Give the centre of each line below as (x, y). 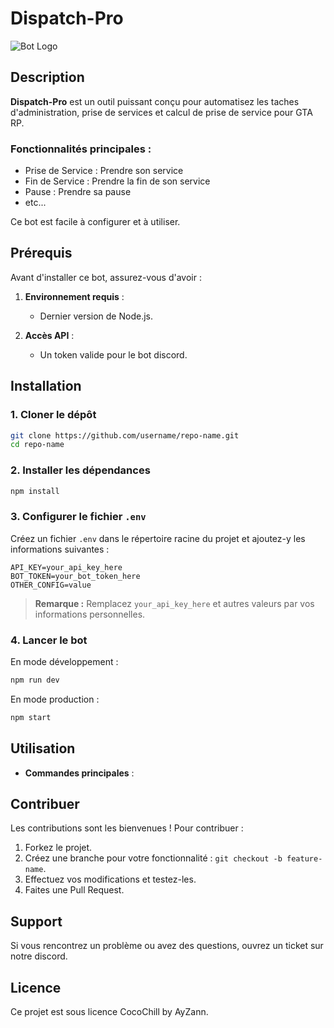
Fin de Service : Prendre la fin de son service (117, 181)
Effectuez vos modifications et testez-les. (110, 879)
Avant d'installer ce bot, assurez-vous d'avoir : (106, 277)
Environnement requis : (74, 296)
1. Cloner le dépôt (53, 415)
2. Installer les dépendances (80, 470)
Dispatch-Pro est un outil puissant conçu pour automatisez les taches (155, 101)
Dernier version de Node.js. (96, 316)
